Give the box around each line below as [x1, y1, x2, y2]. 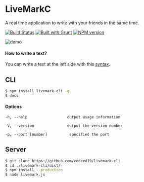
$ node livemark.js [5, 172, 46, 177]
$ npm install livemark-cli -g [5, 88, 70, 93]
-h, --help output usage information [5, 114, 121, 119]
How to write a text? [5, 50, 47, 56]
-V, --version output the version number [5, 123, 123, 128]
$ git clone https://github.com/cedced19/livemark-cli [5, 158, 121, 163]
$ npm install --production [5, 168, 63, 173]
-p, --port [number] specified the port [5, 132, 110, 137]
